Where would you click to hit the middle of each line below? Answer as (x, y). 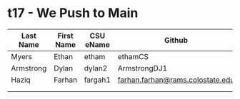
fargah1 (97, 80)
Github (176, 40)
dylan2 (96, 68)
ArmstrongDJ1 (142, 68)
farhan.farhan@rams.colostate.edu (176, 80)
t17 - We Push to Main (73, 13)
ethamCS (133, 56)
